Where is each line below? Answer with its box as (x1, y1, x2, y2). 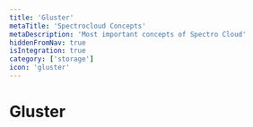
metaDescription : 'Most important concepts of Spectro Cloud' (9, 30, 247, 38)
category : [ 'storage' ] (9, 55, 94, 63)
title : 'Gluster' (9, 13, 74, 22)
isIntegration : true (9, 47, 87, 55)
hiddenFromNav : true (9, 38, 87, 47)
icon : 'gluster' (9, 63, 70, 72)
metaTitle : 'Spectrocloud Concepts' (9, 21, 146, 30)
